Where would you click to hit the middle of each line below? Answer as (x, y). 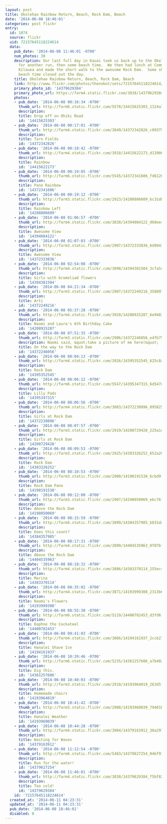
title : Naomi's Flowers (43, 601)
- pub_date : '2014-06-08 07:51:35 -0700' (57, 333)
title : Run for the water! (46, 763)
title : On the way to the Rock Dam (55, 347)
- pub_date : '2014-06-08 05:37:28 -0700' (57, 310)
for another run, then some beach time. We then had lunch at (85, 65)
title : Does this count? (44, 532)
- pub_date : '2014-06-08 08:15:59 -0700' (57, 518)
